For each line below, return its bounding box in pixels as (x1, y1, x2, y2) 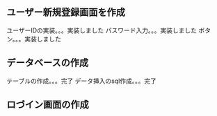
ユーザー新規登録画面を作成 (6, 6, 126, 19)
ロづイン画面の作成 (6, 99, 89, 110)
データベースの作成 (6, 57, 88, 69)
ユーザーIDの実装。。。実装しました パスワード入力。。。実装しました (6, 26, 198, 35)
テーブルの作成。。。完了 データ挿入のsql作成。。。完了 (6, 77, 157, 85)
